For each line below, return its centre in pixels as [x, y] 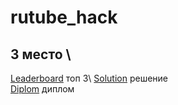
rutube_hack [64, 17]
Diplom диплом [42, 89]
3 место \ [41, 54]
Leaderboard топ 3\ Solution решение [89, 78]
